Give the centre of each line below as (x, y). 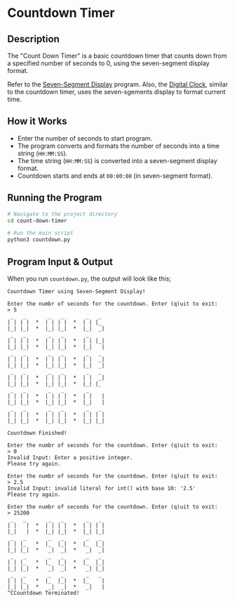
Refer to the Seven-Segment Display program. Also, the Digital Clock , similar (118, 84)
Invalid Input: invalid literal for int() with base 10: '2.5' (102, 488)
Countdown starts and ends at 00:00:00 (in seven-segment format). (115, 175)
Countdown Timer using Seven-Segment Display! (76, 291)
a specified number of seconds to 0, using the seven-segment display (108, 63)
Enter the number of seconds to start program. (85, 138)
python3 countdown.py (39, 240)
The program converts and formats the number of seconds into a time (118, 146)
